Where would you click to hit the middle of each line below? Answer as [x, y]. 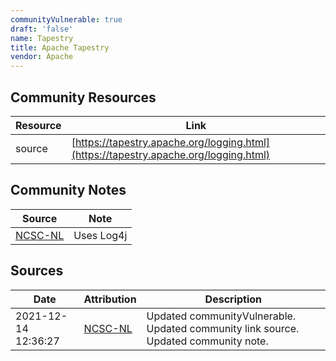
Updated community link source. [223, 328]
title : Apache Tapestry [60, 47]
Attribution [110, 299]
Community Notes [68, 190]
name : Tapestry [42, 38]
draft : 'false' [42, 29]
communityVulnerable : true [66, 19]
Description [233, 299]
